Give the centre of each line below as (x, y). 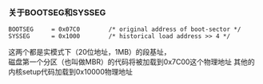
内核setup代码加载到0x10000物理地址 (71, 72)
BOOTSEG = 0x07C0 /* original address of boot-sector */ (125, 29)
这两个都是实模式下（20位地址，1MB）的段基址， (90, 52)
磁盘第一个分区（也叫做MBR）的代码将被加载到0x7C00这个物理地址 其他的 (132, 62)
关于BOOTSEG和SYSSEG (57, 12)
